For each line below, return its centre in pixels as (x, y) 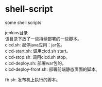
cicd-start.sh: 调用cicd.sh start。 (38, 51)
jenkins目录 (17, 32)
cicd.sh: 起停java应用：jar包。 (35, 44)
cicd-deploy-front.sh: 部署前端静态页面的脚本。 (53, 69)
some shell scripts (23, 22)
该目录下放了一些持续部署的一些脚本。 (43, 39)
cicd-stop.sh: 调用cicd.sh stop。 (38, 57)
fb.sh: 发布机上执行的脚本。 (33, 80)
